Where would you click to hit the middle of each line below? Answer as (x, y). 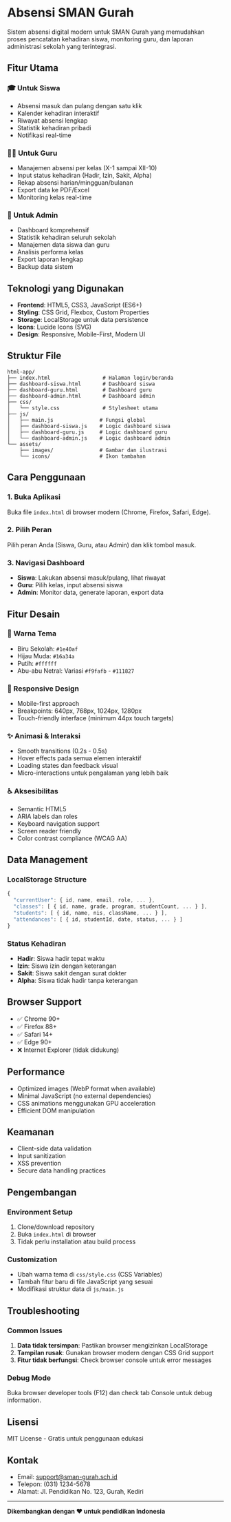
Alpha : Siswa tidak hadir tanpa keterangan (77, 980)
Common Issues (35, 1330)
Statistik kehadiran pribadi (54, 128)
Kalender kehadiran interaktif (58, 113)
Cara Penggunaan (46, 477)
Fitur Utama (33, 68)
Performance (36, 1072)
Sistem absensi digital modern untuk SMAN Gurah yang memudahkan (106, 32)
